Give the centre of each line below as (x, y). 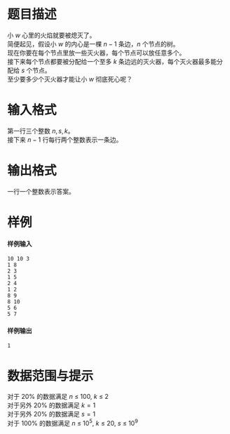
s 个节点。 (36, 70)
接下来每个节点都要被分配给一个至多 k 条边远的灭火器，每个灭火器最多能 (112, 61)
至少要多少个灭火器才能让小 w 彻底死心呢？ (70, 79)
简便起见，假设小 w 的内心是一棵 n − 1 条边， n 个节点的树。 (93, 44)
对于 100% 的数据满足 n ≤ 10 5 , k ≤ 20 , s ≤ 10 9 (73, 422)
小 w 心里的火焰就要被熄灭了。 (52, 35)
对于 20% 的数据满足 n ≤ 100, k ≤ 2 (58, 397)
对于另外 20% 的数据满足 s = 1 (52, 414)
